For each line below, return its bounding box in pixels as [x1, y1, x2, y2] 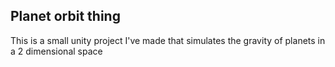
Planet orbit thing [10, 8, 121, 25]
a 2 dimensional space [10, 45, 103, 57]
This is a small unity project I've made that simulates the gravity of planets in [10, 34, 326, 46]
